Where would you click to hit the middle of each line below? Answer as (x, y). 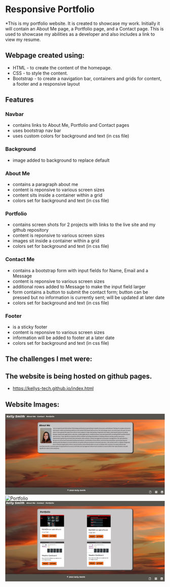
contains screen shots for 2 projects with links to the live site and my (84, 225)
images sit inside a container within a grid (56, 241)
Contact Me (20, 260)
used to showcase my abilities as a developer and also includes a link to (80, 34)
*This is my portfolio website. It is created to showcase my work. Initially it (83, 23)
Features (19, 100)
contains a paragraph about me (45, 185)
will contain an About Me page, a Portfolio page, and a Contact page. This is (84, 28)
